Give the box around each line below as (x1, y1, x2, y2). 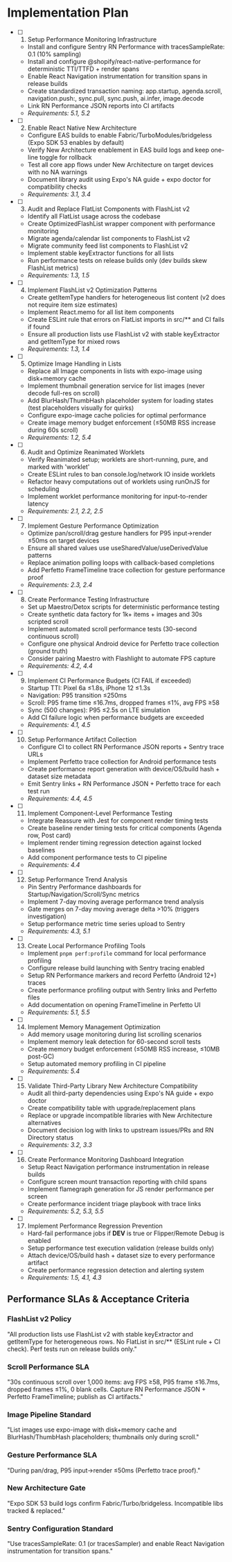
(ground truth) (27, 646, 68, 655)
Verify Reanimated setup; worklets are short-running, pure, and (27, 455, 208, 463)
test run (27, 787, 50, 795)
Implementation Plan (7, 5, 130, 21)
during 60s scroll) (27, 425, 78, 434)
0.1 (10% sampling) (27, 50, 82, 58)
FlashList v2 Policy (7, 1314, 72, 1324)
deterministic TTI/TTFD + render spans (27, 65, 140, 73)
